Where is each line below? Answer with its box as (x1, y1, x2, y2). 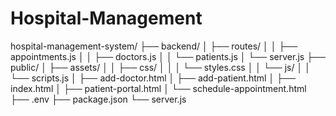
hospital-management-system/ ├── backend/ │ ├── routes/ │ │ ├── (10, 40, 298, 52)
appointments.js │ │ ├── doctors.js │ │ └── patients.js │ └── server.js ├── (10, 50, 326, 62)
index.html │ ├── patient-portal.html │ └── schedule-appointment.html (10, 82, 307, 94)
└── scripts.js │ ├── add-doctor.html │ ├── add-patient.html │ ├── (10, 72, 296, 84)
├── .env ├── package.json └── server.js (10, 93, 187, 105)
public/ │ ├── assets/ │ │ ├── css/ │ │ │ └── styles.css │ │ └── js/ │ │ (10, 61, 311, 73)
